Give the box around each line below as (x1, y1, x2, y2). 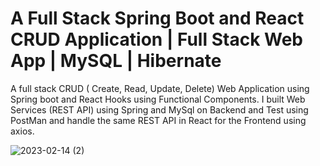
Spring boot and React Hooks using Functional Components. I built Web (10, 93, 306, 105)
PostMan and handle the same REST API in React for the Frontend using (10, 114, 307, 126)
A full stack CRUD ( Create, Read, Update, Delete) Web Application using (10, 82, 310, 94)
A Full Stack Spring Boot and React (10, 7, 305, 30)
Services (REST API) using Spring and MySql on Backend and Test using (10, 103, 309, 116)
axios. (10, 125, 35, 137)
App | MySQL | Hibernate (10, 50, 222, 72)
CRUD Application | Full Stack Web (10, 28, 303, 51)
